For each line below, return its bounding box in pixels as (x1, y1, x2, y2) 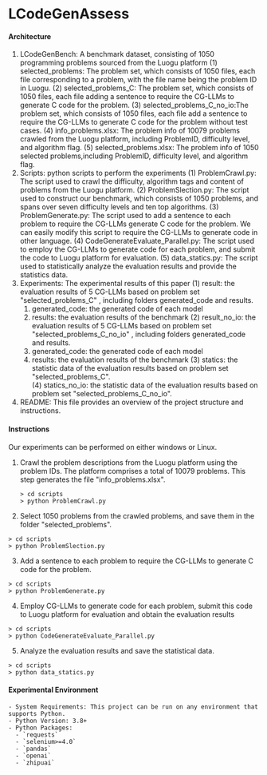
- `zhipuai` (15, 758, 56, 767)
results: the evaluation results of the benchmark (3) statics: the (31, 355, 238, 364)
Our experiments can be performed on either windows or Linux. (8, 442, 218, 451)
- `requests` (15, 730, 59, 739)
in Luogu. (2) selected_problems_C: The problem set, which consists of (19, 83, 253, 93)
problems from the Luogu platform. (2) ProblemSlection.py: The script (19, 185, 249, 195)
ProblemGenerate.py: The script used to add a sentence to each (19, 211, 231, 221)
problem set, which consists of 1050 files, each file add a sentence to (19, 109, 248, 118)
